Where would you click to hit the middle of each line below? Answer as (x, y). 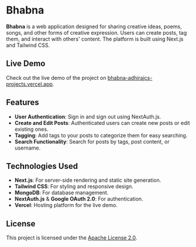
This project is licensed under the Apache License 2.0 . (72, 238)
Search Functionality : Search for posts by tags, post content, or (92, 141)
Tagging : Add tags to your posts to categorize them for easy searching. (101, 135)
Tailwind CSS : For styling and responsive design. (74, 187)
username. (27, 148)
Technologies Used (42, 166)
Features (23, 102)
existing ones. (31, 129)
